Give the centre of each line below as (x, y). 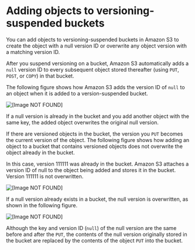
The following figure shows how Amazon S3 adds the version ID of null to (96, 87)
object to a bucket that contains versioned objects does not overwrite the (95, 146)
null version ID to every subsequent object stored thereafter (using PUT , (93, 69)
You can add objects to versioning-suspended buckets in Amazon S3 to (93, 39)
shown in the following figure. (42, 205)
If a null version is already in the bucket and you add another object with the (97, 116)
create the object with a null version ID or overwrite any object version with (97, 46)
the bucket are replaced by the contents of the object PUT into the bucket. (95, 240)
